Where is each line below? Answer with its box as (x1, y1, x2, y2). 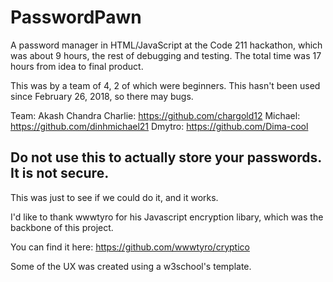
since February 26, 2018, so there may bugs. (10, 90, 194, 102)
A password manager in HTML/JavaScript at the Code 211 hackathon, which (10, 39, 323, 51)
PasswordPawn (10, 6, 142, 29)
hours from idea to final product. (10, 60, 144, 72)
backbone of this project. (10, 221, 114, 233)
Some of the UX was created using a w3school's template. (10, 260, 252, 272)
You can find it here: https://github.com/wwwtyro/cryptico (10, 241, 250, 253)
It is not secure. (10, 165, 110, 182)
